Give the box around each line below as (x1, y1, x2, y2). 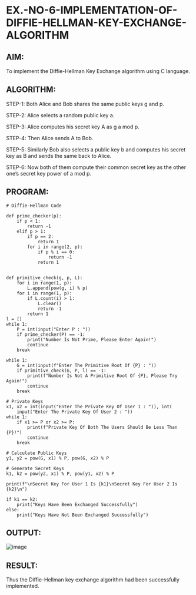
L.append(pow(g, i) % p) (27, 285, 88, 291)
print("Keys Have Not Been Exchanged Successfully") (16, 512, 149, 518)
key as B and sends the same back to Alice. (6, 152, 112, 159)
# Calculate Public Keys (6, 450, 67, 456)
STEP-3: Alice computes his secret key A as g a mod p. (6, 123, 139, 130)
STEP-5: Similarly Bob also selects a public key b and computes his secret (6, 146, 186, 153)
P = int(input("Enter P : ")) (16, 326, 91, 332)
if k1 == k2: (6, 496, 38, 503)
